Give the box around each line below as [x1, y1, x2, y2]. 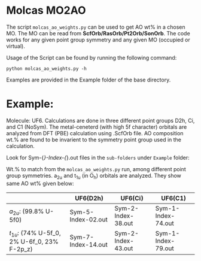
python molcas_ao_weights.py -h [6, 65, 87, 72]
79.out [155, 244, 175, 253]
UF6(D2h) [74, 194, 103, 202]
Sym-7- [69, 233, 95, 241]
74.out [155, 219, 175, 227]
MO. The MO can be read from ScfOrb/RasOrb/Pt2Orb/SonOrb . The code [6, 29, 190, 37]
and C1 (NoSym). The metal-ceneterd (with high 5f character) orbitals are [6, 123, 187, 130]
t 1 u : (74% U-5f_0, [9, 229, 61, 238]
